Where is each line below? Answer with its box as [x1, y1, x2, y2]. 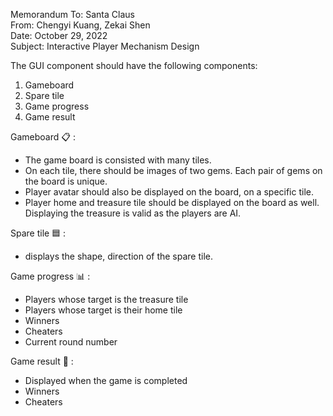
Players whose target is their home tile [24, 304, 183, 316]
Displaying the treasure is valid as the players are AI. [24, 207, 242, 219]
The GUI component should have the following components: [10, 60, 258, 71]
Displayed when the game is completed [24, 375, 188, 386]
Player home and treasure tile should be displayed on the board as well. [24, 197, 320, 208]
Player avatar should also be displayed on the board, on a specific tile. [24, 186, 314, 198]
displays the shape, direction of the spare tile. [24, 250, 214, 262]
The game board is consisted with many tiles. [24, 154, 212, 166]
